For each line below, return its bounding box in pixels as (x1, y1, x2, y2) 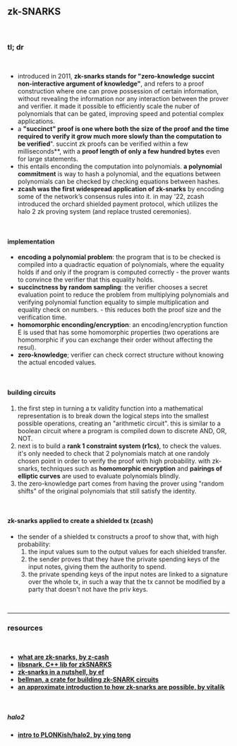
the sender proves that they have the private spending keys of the (28, 555, 220, 563)
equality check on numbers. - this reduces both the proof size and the (17, 306, 221, 314)
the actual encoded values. (17, 358, 97, 367)
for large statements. (17, 155, 79, 163)
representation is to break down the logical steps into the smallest (17, 411, 209, 420)
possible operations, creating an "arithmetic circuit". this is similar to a (17, 419, 221, 427)
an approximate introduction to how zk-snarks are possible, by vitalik (17, 683, 225, 692)
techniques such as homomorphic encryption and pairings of (40, 464, 223, 473)
